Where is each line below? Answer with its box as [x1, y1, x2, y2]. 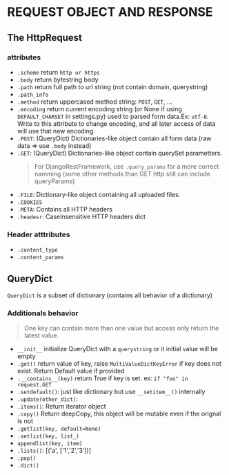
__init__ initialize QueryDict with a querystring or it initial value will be [17, 345, 219, 353]
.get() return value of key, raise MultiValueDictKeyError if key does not [17, 360, 222, 368]
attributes [7, 53, 41, 62]
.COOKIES [17, 198, 43, 206]
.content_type [17, 247, 58, 254]
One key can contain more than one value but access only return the [23, 324, 219, 333]
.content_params [17, 254, 64, 261]
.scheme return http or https [17, 68, 100, 76]
